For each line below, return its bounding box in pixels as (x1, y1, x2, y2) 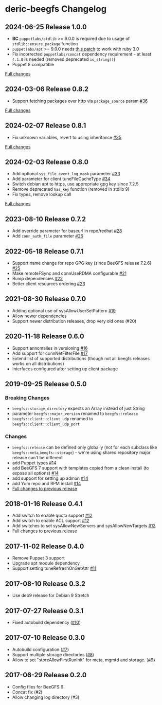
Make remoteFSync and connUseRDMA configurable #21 (12, 271, 126, 276)
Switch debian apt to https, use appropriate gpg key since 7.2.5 (12, 181, 139, 187)
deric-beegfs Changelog (5, 3, 107, 15)
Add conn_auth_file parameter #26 (12, 233, 84, 239)
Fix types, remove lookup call (12, 191, 72, 198)
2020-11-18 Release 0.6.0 (5, 332, 84, 341)
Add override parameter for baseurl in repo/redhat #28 (12, 228, 123, 234)
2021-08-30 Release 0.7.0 (5, 295, 86, 303)
